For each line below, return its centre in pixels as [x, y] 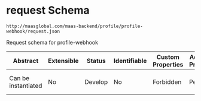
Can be [19, 78]
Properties [168, 64]
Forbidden [167, 82]
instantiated [26, 86]
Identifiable [130, 61]
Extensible [63, 61]
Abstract [26, 61]
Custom [168, 57]
